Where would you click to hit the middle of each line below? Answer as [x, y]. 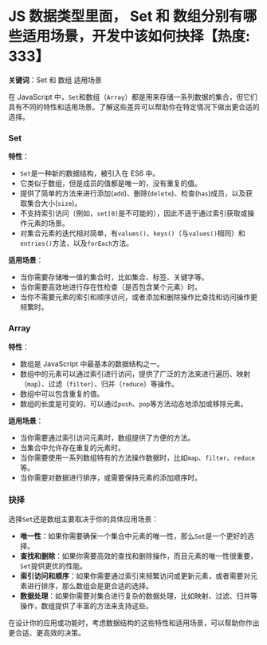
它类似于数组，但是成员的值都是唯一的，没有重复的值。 [110, 184]
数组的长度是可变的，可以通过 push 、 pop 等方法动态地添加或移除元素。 [133, 403]
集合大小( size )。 [54, 204]
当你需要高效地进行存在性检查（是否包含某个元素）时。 [110, 287]
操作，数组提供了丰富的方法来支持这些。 [86, 605]
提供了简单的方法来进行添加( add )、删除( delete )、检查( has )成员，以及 [133, 193]
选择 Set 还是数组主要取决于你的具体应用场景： [84, 519]
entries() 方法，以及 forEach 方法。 [77, 243]
